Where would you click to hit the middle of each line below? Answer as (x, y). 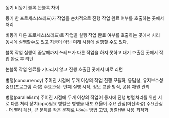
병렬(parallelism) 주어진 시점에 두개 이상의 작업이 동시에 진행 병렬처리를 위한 (81, 97)
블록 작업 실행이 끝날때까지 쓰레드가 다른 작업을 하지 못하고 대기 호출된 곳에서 (82, 52)
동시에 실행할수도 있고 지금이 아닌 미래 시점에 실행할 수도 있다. (67, 42)
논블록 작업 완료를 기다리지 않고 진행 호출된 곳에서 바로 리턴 (64, 69)
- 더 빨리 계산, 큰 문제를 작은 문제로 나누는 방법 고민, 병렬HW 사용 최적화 (77, 110)
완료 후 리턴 (22, 59)
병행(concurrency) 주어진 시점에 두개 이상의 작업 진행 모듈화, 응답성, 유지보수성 (84, 80)
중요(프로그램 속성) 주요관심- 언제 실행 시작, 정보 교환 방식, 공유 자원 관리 (77, 87)
